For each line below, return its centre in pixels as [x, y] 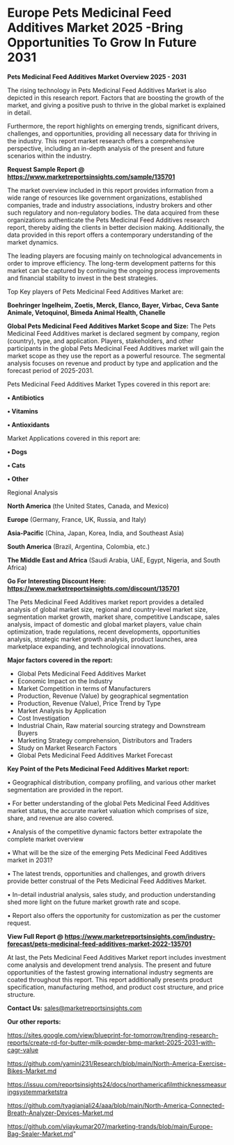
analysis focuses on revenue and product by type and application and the [112, 363]
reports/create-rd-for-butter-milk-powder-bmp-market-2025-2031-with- [111, 1042]
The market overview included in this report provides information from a [110, 190]
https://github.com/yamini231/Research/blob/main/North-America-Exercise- [117, 1063]
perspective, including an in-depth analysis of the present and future [106, 148]
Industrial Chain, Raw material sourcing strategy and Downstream [111, 725]
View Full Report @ [36, 936]
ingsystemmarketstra [38, 1092]
